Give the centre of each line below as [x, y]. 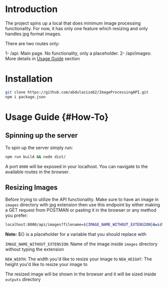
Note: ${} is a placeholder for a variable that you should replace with [76, 234]
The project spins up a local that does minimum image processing [73, 23]
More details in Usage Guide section [42, 58]
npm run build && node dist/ [35, 157]
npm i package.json [25, 97]
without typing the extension [34, 249]
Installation [29, 79]
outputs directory [23, 279]
